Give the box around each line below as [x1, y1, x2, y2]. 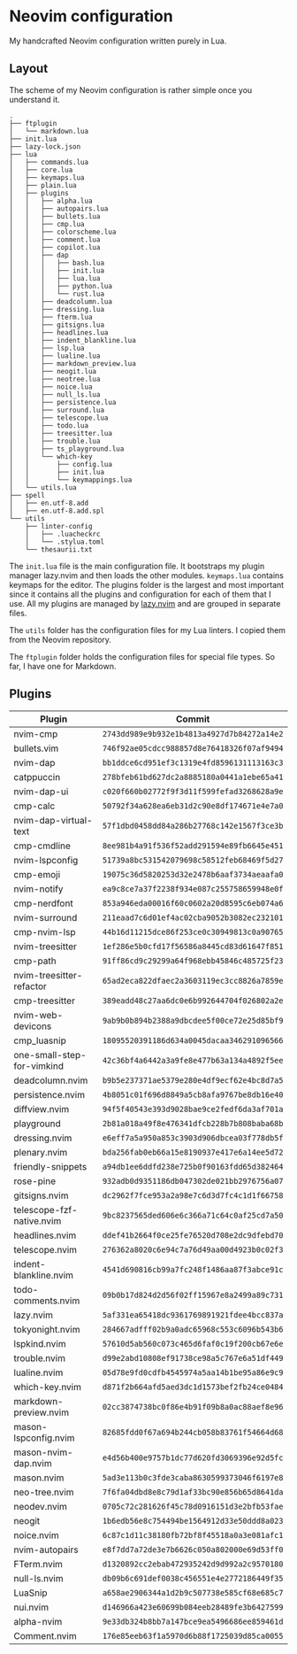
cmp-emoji [13, 868, 61, 880]
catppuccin [13, 770, 61, 783]
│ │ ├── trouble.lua [9, 437, 101, 445]
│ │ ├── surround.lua [9, 406, 104, 414]
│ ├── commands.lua [9, 158, 89, 166]
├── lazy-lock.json [9, 142, 81, 151]
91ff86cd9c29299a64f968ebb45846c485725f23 [102, 955, 284, 966]
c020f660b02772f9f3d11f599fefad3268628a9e [102, 786, 284, 796]
